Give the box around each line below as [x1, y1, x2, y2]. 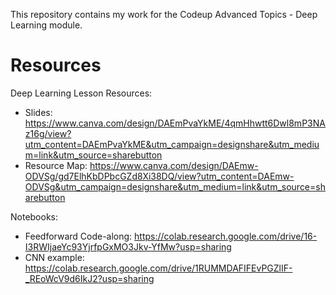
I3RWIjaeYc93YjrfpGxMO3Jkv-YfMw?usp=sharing [24, 240, 232, 253]
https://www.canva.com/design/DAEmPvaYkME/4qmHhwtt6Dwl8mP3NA [24, 117, 326, 129]
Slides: [24, 106, 53, 118]
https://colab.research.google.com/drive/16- [134, 230, 318, 242]
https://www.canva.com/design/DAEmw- [89, 159, 259, 171]
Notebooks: [10, 210, 59, 223]
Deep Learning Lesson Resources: [10, 87, 153, 99]
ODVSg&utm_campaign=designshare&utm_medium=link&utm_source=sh [24, 180, 326, 193]
